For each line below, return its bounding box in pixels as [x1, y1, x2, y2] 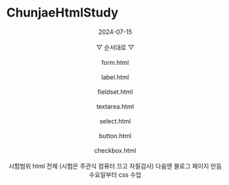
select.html [99, 117, 132, 125]
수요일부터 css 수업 [88, 171, 142, 179]
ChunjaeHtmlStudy [6, 5, 119, 21]
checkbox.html [94, 146, 137, 155]
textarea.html [96, 102, 135, 110]
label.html [101, 72, 129, 81]
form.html [101, 58, 129, 66]
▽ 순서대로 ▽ [96, 43, 135, 51]
